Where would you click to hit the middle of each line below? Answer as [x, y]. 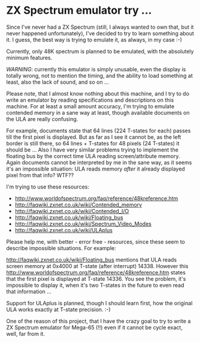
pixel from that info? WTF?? [40, 175]
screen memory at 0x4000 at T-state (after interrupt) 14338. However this [97, 266]
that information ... [29, 292]
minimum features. [29, 57]
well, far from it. [25, 333]
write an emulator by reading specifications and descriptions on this [90, 100]
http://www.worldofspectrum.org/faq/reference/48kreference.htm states [96, 272]
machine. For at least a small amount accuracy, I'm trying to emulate [90, 106]
